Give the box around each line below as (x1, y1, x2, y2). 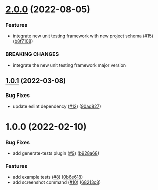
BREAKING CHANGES (5, 51, 59, 58)
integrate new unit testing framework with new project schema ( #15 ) (12, 33, 154, 39)
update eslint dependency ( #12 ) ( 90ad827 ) (12, 103, 101, 109)
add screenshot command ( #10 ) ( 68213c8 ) (12, 179, 101, 185)
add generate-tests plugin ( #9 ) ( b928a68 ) (12, 150, 99, 156)
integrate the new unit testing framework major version (12, 62, 126, 68)
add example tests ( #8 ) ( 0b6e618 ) (12, 174, 83, 180)
